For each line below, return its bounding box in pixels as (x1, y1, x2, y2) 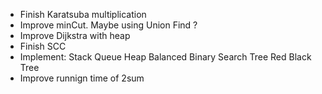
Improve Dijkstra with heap (19, 30, 131, 41)
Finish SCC (19, 40, 67, 52)
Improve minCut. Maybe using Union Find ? (19, 19, 198, 31)
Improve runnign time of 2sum (19, 72, 145, 84)
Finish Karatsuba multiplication (19, 9, 147, 20)
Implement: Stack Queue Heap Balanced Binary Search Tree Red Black (19, 51, 312, 63)
